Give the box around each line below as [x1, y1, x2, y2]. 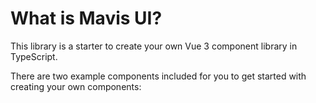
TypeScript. [10, 50, 58, 62]
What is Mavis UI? [10, 7, 163, 30]
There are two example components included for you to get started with [10, 70, 307, 82]
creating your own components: [10, 80, 142, 92]
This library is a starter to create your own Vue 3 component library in [10, 40, 298, 52]
